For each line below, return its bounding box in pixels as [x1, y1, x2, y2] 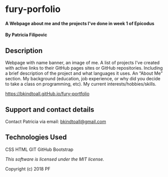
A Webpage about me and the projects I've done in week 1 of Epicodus [5, 20, 154, 26]
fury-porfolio [5, 4, 61, 15]
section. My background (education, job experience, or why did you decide [5, 76, 160, 82]
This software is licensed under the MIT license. [5, 156, 104, 162]
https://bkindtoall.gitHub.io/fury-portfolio [5, 91, 90, 97]
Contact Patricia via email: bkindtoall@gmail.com [5, 119, 106, 124]
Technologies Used [5, 133, 67, 141]
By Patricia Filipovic [5, 32, 48, 38]
